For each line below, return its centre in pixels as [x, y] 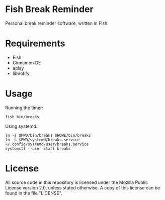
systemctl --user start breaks [38, 148]
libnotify [21, 73]
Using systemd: [21, 126]
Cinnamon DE [27, 63]
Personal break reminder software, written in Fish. [57, 23]
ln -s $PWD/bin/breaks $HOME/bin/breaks [48, 135]
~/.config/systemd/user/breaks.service [47, 144]
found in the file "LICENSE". [34, 193]
